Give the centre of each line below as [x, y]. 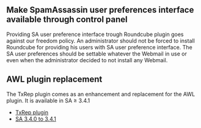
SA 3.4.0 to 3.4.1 [35, 119]
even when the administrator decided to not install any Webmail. [87, 60]
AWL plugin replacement [54, 80]
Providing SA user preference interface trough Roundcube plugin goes [95, 34]
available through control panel [67, 20]
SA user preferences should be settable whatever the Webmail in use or [97, 54]
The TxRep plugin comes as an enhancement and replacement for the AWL [101, 94]
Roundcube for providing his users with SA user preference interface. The [99, 47]
